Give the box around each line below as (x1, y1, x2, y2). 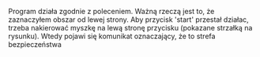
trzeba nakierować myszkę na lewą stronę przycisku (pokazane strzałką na (8, 23, 253, 32)
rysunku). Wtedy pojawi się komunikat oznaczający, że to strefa (8, 31, 216, 41)
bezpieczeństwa (8, 40, 62, 49)
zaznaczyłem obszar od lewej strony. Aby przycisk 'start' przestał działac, (8, 15, 249, 24)
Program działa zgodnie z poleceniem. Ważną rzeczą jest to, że (8, 7, 215, 16)
